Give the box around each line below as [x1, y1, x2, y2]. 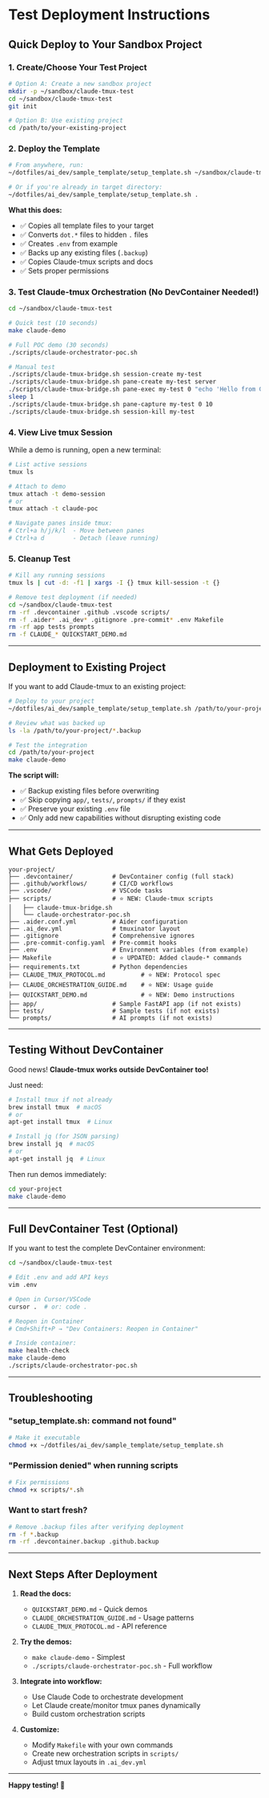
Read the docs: [19, 1589, 72, 1598]
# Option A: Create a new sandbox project [8, 79, 152, 87]
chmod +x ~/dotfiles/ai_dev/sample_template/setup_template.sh [8, 1441, 224, 1449]
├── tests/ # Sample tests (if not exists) [8, 1007, 220, 1015]
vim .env [8, 1281, 38, 1289]
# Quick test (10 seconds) [8, 319, 98, 327]
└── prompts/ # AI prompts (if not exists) [8, 1013, 214, 1022]
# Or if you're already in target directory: [8, 183, 163, 192]
